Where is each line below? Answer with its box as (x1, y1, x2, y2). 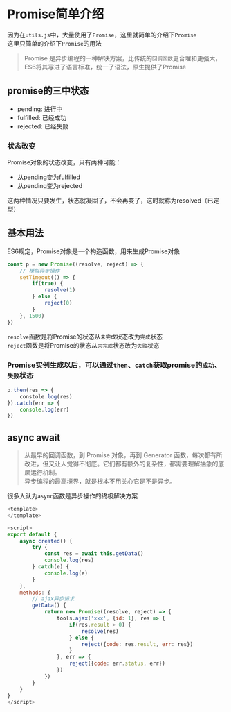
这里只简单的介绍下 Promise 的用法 (7, 39, 102, 47)
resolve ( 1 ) (44, 287, 76, 294)
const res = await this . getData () (44, 550, 144, 557)
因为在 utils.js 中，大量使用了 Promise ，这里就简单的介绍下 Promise (7, 31, 197, 39)
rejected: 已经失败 (17, 122, 69, 130)
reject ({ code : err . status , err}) (68, 660, 166, 667)
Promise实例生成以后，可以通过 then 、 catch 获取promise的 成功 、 (7, 360, 221, 370)
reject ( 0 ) (44, 300, 73, 307)
